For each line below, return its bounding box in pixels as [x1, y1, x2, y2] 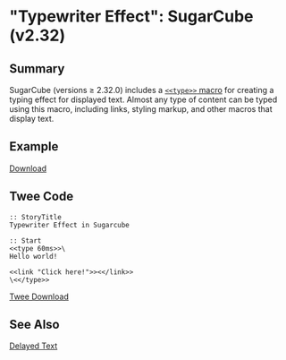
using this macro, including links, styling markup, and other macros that [9, 104, 273, 114]
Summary [9, 61, 65, 76]
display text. [9, 114, 55, 124]
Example [9, 139, 59, 154]
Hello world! [9, 252, 58, 261]
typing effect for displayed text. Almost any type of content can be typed [9, 94, 278, 105]
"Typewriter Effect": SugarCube [9, 6, 254, 27]
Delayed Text [9, 340, 58, 351]
